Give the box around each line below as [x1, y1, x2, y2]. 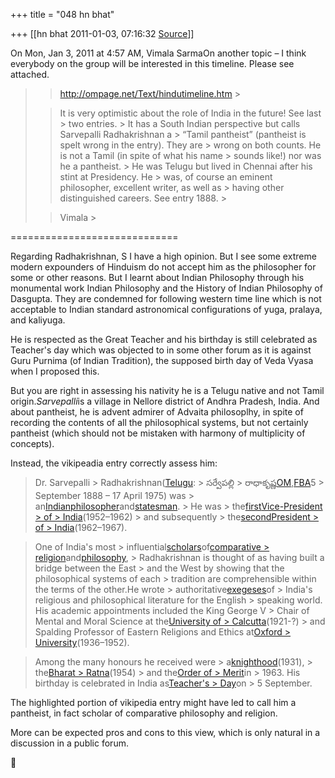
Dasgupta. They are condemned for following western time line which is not [10, 293, 322, 304]
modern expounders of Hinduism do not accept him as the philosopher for [10, 261, 317, 273]
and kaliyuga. [10, 314, 66, 326]
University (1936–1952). [34, 637, 130, 648]
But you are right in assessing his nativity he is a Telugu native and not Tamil [10, 385, 325, 396]
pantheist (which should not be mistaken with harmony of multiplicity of [10, 427, 306, 439]
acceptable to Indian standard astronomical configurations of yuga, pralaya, [10, 304, 323, 315]
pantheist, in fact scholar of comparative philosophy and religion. [10, 707, 278, 719]
